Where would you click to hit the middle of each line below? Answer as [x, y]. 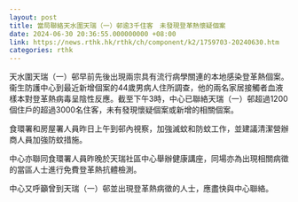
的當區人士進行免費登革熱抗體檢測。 [75, 170]
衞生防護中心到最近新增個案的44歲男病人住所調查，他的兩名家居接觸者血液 [146, 88]
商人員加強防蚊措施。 [48, 140]
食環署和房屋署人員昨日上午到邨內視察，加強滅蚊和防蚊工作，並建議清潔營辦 [149, 128]
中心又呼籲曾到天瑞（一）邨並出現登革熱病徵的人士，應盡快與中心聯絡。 [141, 189]
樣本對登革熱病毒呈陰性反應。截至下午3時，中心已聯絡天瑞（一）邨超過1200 [149, 99]
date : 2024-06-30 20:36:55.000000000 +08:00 [93, 34]
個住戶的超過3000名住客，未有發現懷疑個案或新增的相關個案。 [124, 110]
